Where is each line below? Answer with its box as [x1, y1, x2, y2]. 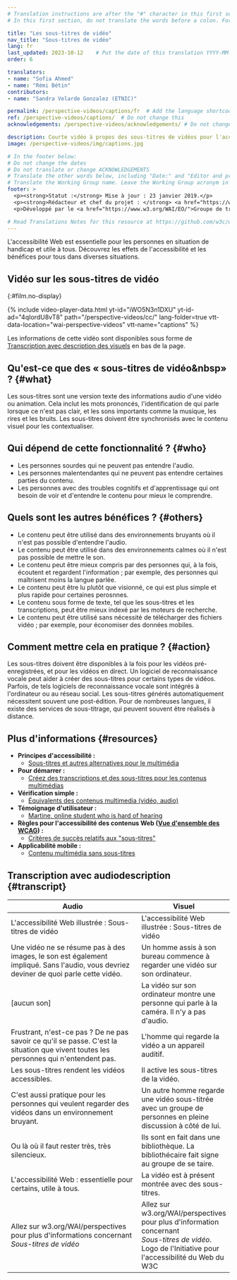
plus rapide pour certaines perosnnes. [17, 591, 129, 599]
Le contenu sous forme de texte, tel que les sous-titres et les [17, 598, 195, 606]
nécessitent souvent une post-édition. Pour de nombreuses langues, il [7, 697, 212, 706]
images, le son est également [11, 952, 108, 961]
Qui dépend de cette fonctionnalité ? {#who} [7, 442, 207, 454]
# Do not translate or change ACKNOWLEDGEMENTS [7, 166, 150, 173]
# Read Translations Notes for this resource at [7, 218, 153, 225]
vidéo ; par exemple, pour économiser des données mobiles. [17, 620, 194, 629]
